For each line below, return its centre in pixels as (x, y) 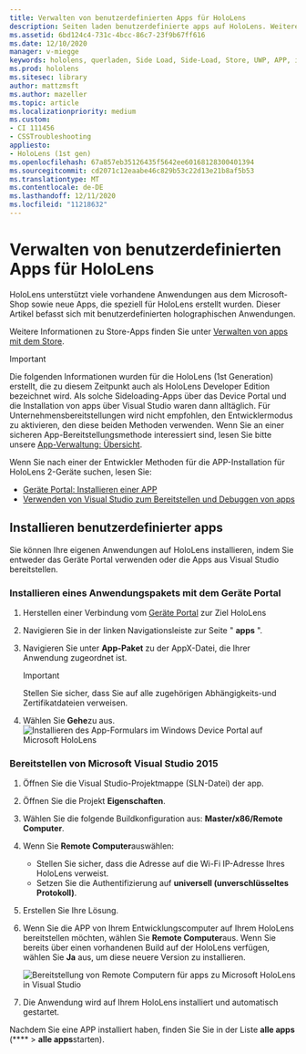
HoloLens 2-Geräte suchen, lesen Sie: (81, 472)
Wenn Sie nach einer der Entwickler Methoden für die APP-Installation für (147, 462)
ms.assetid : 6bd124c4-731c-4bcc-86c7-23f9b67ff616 (107, 35)
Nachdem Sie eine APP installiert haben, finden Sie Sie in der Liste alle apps (153, 1030)
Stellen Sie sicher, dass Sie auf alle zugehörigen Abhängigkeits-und (149, 693)
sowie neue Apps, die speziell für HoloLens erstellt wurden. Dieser (156, 304)
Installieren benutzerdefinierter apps (116, 528)
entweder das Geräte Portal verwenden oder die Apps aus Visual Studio (144, 559)
